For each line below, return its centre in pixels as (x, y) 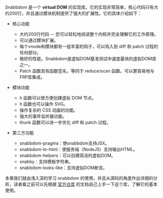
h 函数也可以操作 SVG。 (44, 104)
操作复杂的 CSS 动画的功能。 (49, 110)
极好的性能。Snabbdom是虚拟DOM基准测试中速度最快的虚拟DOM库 (88, 59)
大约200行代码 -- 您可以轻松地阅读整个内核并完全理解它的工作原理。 (89, 34)
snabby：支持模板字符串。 (46, 161)
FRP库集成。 (32, 77)
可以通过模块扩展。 (39, 40)
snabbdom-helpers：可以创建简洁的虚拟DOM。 (68, 155)
